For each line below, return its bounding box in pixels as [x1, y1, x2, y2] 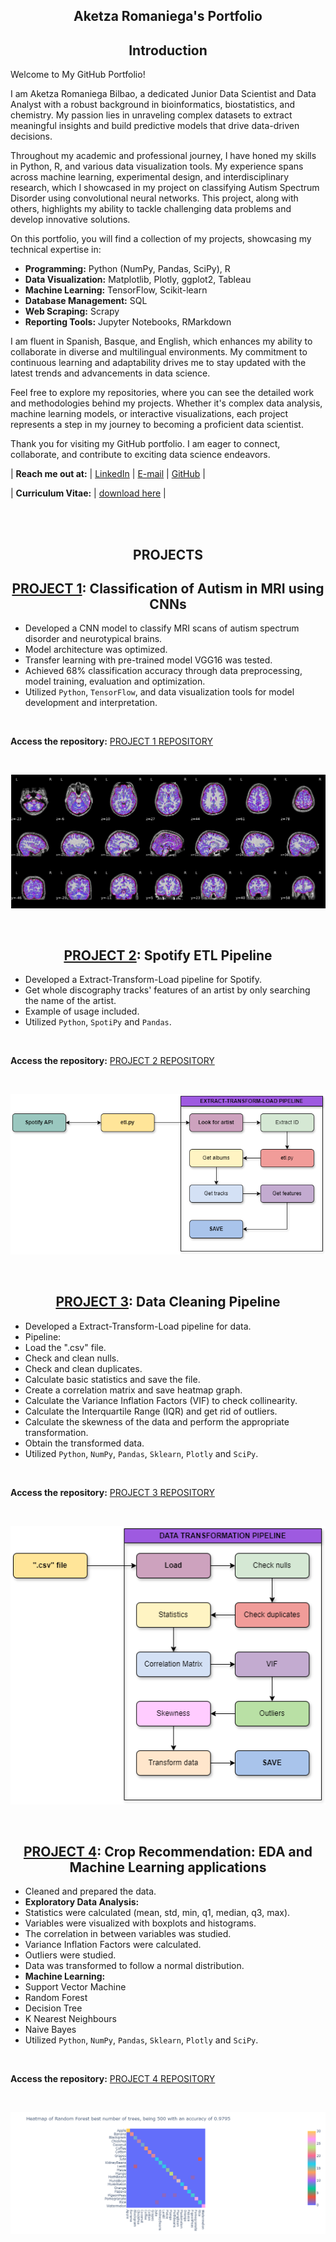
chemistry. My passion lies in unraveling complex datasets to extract [10, 109, 293, 121]
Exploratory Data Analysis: [24, 1896, 140, 1908]
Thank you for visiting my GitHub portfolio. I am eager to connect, [10, 438, 281, 450]
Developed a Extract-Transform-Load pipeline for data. [24, 1320, 252, 1332]
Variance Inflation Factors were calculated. [24, 1939, 202, 1951]
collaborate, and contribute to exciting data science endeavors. [10, 449, 271, 461]
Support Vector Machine [24, 1981, 127, 1993]
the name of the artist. [24, 995, 117, 1007]
